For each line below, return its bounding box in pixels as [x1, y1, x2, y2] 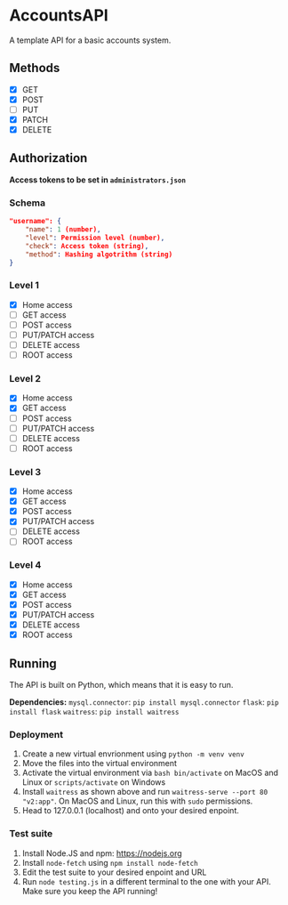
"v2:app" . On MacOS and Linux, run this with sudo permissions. [21, 796, 253, 806]
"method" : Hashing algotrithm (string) [25, 250, 173, 259]
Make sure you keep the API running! [21, 885, 158, 896]
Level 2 [9, 373, 42, 385]
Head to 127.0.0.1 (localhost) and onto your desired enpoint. [21, 805, 240, 816]
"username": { [9, 217, 62, 226]
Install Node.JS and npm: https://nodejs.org [21, 847, 182, 859]
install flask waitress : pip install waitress [9, 706, 180, 716]
